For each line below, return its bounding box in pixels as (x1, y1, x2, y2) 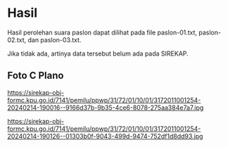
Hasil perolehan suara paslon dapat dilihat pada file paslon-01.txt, (7, 28, 198, 37)
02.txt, (7, 35, 27, 44)
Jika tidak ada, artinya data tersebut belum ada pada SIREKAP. (7, 49, 189, 58)
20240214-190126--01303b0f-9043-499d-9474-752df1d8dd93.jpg (7, 132, 203, 140)
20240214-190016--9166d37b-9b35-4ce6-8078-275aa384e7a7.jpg (7, 103, 204, 112)
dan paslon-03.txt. (27, 35, 82, 44)
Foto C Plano (7, 70, 64, 82)
